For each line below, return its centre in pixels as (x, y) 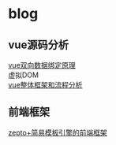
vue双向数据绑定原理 (42, 65)
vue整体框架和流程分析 (45, 85)
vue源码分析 (39, 45)
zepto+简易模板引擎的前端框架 (58, 132)
